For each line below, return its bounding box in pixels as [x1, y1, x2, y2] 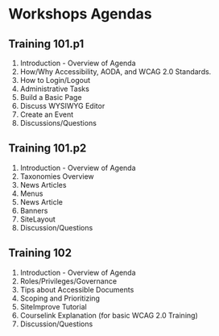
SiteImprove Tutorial [19, 301, 87, 311]
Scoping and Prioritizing [19, 293, 101, 303]
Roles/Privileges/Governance [19, 276, 118, 286]
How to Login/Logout [19, 76, 91, 85]
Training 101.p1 [8, 37, 85, 51]
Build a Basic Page [19, 93, 82, 102]
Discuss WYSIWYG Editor [19, 102, 105, 110]
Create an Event [19, 110, 74, 119]
